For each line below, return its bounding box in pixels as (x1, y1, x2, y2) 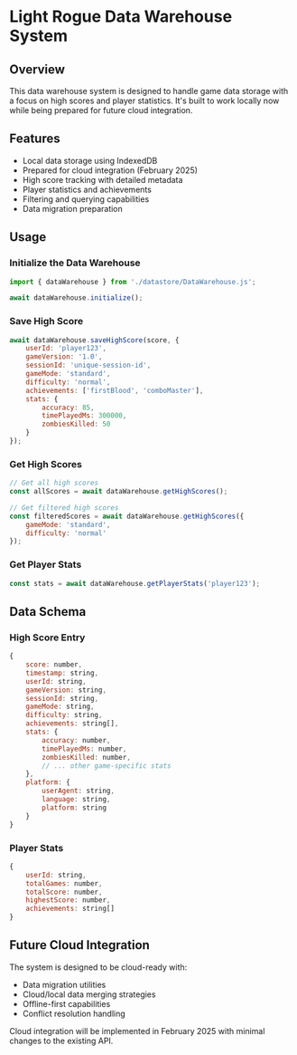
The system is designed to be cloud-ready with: (9, 962, 188, 973)
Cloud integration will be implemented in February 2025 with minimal (9, 1025, 265, 1036)
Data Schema (9, 604, 87, 619)
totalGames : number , (25, 878, 103, 888)
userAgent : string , (42, 786, 116, 796)
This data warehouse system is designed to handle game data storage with (9, 86, 289, 96)
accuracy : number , (42, 735, 111, 744)
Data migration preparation (22, 203, 124, 214)
